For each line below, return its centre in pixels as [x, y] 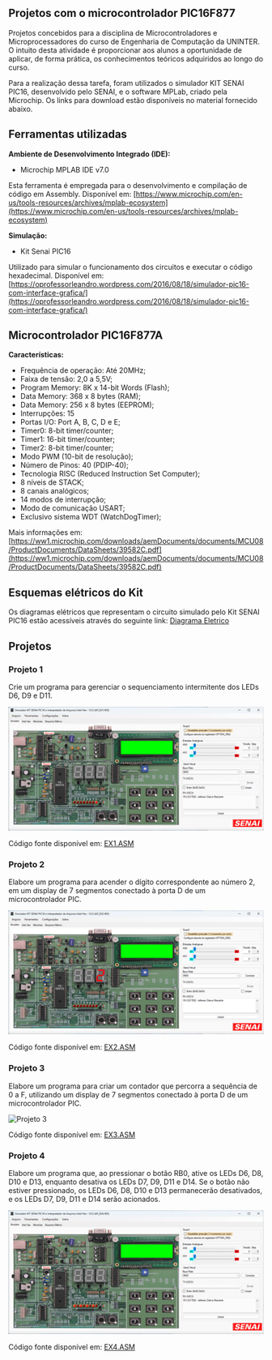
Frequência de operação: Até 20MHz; [83, 370]
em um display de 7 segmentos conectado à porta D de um [107, 891]
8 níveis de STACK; [52, 482]
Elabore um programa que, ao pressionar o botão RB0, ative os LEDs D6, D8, [136, 1174]
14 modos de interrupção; [63, 500]
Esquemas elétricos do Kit [76, 592]
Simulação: [28, 235]
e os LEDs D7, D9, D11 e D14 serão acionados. [84, 1200]
